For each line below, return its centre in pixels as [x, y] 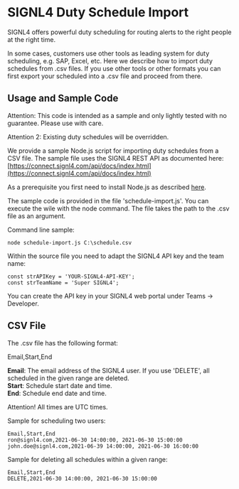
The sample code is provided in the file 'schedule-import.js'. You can [108, 200]
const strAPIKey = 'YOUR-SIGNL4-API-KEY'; [71, 276]
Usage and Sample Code [63, 98]
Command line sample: [41, 230]
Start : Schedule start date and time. [60, 385]
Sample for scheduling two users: [57, 421]
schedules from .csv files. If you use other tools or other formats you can [114, 68]
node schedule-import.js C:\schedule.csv [70, 242]
